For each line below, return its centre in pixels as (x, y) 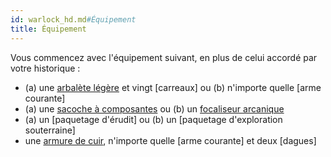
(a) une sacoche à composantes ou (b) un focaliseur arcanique (154, 108)
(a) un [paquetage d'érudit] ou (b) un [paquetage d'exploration (153, 119)
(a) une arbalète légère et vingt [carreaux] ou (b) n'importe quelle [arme (173, 87)
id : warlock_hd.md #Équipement (73, 19)
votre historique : (45, 68)
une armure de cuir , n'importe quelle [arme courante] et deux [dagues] (170, 140)
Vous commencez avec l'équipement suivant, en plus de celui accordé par (164, 57)
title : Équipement (48, 29)
